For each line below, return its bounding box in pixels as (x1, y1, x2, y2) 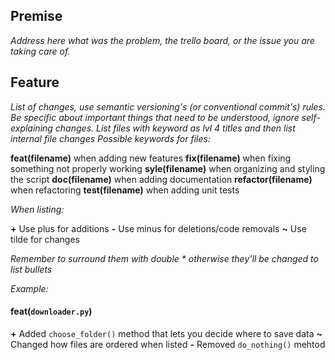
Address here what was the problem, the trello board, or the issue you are (10, 34, 315, 46)
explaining (10, 122, 53, 134)
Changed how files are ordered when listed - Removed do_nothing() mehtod (10, 338, 326, 350)
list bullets (10, 263, 53, 275)
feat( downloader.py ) (10, 305, 93, 318)
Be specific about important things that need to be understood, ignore (10, 111, 300, 123)
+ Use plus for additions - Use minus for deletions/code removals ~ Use (10, 222, 307, 234)
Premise (10, 8, 63, 25)
